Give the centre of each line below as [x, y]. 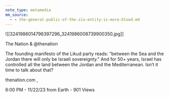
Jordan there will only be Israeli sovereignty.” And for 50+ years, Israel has [83, 59]
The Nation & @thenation [32, 44]
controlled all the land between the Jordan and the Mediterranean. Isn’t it [82, 65]
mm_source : [17, 15]
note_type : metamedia [28, 10]
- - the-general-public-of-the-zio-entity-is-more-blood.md [75, 19]
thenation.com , [22, 80]
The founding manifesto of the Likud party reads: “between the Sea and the [84, 54]
